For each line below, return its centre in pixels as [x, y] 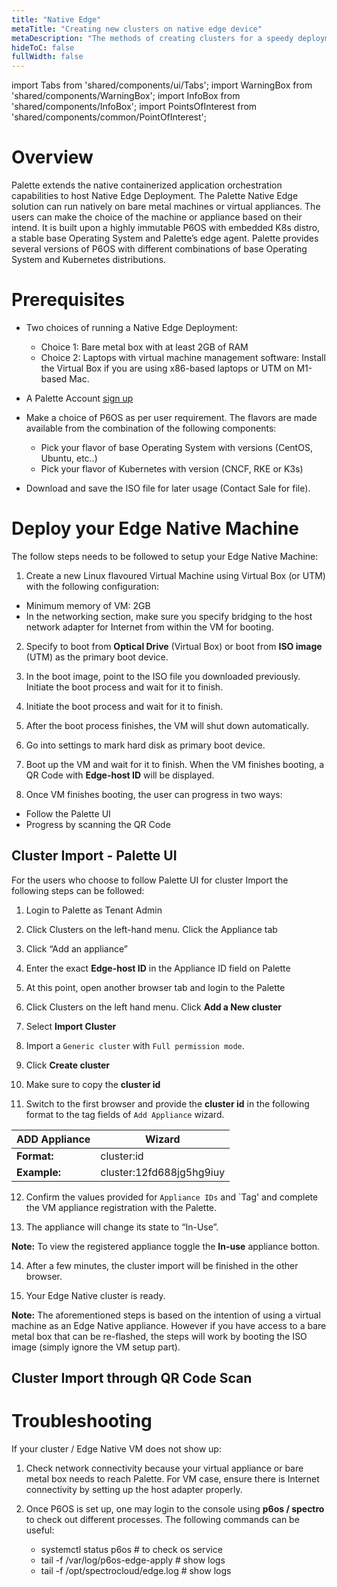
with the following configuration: [92, 586]
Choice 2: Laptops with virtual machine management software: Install [183, 357]
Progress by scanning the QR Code [98, 824]
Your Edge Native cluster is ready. [95, 1295]
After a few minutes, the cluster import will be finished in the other [162, 1265]
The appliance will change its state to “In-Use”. [122, 1227]
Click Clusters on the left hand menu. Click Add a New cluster [153, 1007]
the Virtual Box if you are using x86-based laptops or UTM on [167, 368]
